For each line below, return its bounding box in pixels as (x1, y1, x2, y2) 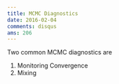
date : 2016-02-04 (7, 17, 57, 23)
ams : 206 (7, 29, 32, 36)
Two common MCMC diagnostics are (7, 48, 112, 56)
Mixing (17, 69, 36, 77)
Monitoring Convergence (17, 61, 88, 70)
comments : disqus (7, 23, 57, 30)
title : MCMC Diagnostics (7, 10, 78, 17)
